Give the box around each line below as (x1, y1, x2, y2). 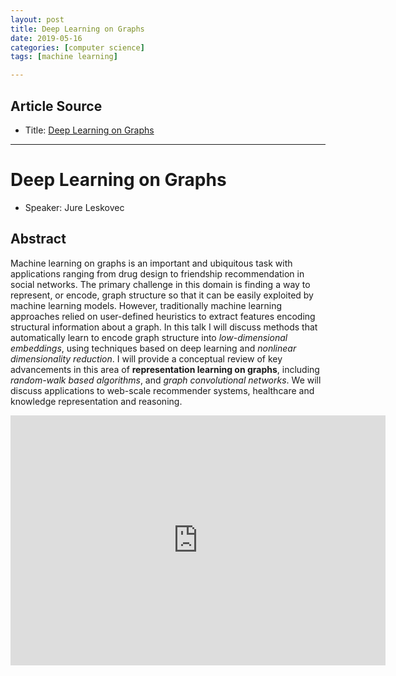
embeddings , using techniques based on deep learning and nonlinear (10, 342, 297, 354)
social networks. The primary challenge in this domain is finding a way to (10, 278, 311, 290)
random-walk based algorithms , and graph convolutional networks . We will (10, 374, 322, 386)
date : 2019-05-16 (10, 33, 83, 43)
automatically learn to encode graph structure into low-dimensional (10, 331, 288, 343)
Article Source (10, 97, 103, 115)
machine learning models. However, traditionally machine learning (10, 299, 283, 311)
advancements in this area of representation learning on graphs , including (10, 363, 320, 375)
